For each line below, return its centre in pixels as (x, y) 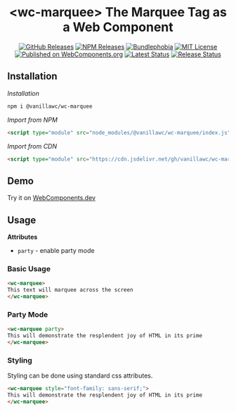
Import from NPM (33, 120)
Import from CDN (32, 146)
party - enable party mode (56, 250)
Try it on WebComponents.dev (52, 198)
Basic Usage (29, 268)
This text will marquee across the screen (70, 290)
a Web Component (118, 27)
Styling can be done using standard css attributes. (80, 376)
